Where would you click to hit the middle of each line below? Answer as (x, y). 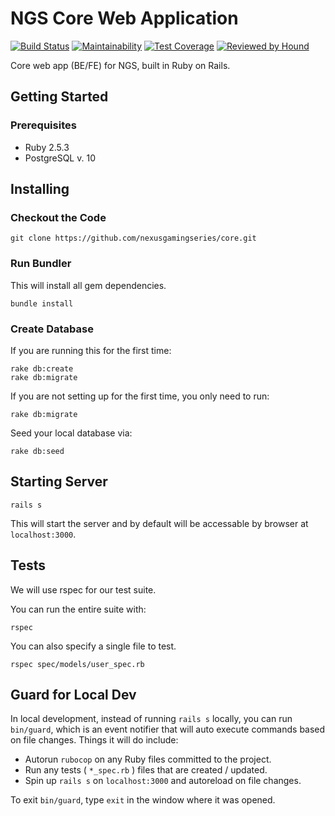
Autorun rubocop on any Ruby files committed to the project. (148, 759)
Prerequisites (43, 125)
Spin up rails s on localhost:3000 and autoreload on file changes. (163, 781)
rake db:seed (37, 451)
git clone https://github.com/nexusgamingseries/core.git (133, 238)
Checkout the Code (58, 217)
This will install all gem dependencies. (88, 285)
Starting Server (59, 482)
